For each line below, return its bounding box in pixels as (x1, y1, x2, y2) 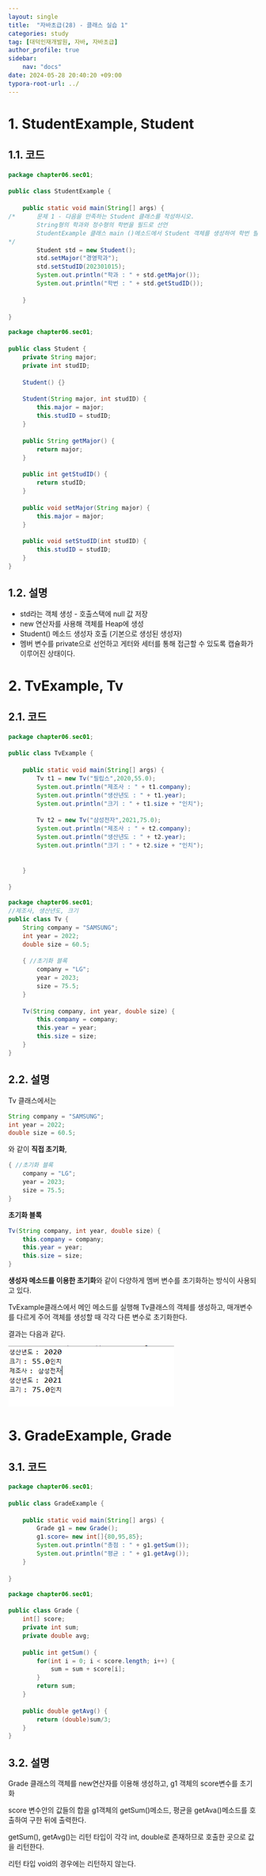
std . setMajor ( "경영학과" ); (36, 255, 119, 262)
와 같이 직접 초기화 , (8, 1144, 67, 1154)
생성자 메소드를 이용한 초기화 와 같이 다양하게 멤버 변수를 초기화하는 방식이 (8, 1276, 236, 1284)
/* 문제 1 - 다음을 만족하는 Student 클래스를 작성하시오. (8, 212, 195, 220)
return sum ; (36, 1682, 77, 1690)
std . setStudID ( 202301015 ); (36, 262, 126, 271)
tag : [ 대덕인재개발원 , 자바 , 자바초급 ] (8, 38, 119, 46)
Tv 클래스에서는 (8, 1095, 57, 1105)
